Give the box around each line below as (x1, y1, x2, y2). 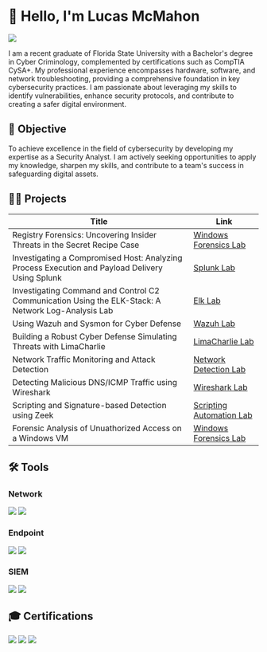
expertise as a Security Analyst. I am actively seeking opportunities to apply (8, 151, 257, 162)
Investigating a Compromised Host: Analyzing (12, 252, 183, 263)
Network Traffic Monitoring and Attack (12, 354, 156, 365)
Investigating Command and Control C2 (12, 285, 161, 296)
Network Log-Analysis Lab (12, 304, 114, 316)
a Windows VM (12, 432, 69, 443)
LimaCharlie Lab (193, 336, 254, 347)
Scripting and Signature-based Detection (12, 399, 167, 410)
